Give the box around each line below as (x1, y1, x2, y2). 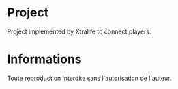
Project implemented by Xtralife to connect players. (7, 27, 151, 36)
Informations (7, 51, 82, 67)
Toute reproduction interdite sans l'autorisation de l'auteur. (7, 74, 172, 82)
